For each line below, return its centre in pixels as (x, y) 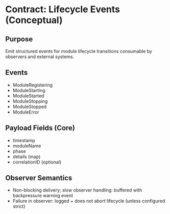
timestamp (24, 140)
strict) (19, 206)
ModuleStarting (29, 90)
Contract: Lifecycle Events (63, 9)
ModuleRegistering (32, 85)
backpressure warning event (43, 196)
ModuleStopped (30, 106)
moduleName (27, 146)
